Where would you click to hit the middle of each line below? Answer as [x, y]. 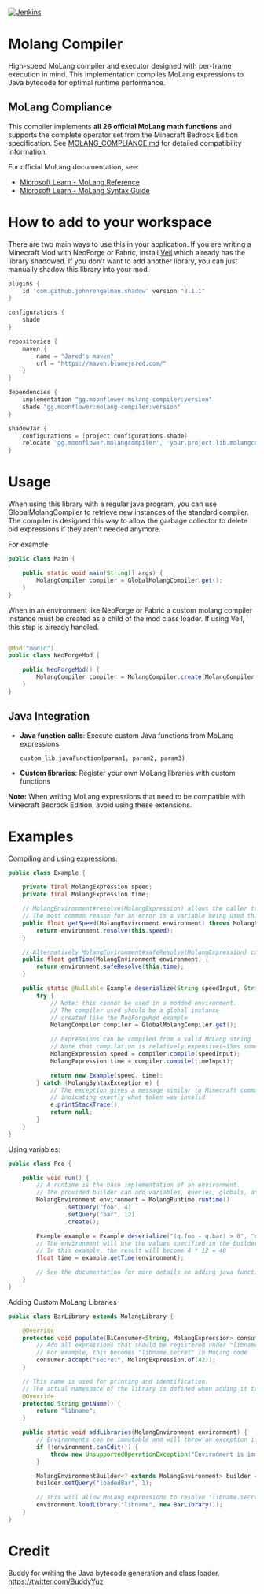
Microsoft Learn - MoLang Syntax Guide [85, 190]
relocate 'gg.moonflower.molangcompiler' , [93, 443]
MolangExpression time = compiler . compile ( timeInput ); [142, 1061]
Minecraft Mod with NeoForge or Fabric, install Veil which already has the [127, 252]
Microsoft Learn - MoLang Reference [79, 182]
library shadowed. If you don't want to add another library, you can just [123, 261]
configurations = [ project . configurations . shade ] [105, 436]
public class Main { [42, 559]
